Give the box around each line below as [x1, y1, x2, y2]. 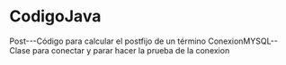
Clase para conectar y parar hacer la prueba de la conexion [9, 45, 230, 55]
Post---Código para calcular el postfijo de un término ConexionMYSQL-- [9, 36, 279, 46]
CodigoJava [9, 6, 102, 27]
